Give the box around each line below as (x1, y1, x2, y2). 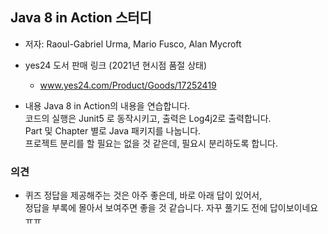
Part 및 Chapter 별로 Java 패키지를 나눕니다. (24, 124, 202, 137)
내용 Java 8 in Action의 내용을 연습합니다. (24, 99, 191, 112)
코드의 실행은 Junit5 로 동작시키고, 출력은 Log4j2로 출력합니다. (24, 112, 272, 124)
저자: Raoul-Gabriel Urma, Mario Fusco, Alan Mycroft (24, 38, 242, 50)
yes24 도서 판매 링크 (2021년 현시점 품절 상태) (24, 59, 208, 71)
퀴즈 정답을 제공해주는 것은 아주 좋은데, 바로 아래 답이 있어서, (24, 189, 263, 202)
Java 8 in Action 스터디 (10, 9, 152, 27)
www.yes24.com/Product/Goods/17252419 (39, 79, 217, 91)
